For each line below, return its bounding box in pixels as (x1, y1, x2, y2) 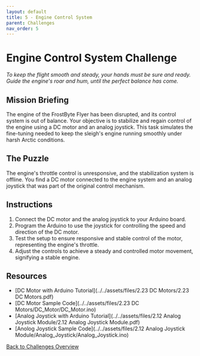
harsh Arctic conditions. (6, 136, 65, 143)
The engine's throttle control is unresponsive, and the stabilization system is (6, 169, 194, 177)
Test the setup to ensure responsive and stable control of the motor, (14, 234, 183, 242)
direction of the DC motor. (14, 228, 80, 236)
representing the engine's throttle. (14, 241, 99, 248)
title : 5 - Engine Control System (6, 14, 93, 20)
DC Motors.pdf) (14, 293, 54, 300)
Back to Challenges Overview (6, 343, 79, 351)
